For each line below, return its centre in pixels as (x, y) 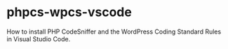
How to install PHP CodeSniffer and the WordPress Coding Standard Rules (114, 31)
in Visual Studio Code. (39, 38)
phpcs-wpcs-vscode (69, 12)
